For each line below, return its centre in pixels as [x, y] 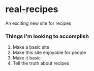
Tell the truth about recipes [41, 63]
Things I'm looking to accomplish [47, 36]
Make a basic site [31, 47]
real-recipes [32, 9]
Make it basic [27, 58]
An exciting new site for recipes [38, 23]
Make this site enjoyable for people [49, 53]
